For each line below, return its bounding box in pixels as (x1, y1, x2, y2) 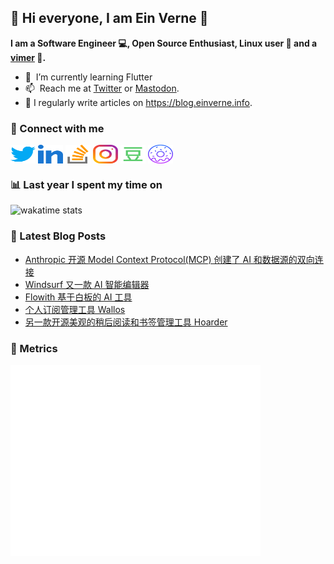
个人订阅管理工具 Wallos (24, 303, 126, 315)
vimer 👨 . (10, 51, 47, 63)
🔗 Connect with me (10, 121, 105, 135)
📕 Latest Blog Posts (10, 229, 107, 243)
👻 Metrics (10, 341, 58, 355)
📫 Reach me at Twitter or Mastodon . (24, 82, 180, 94)
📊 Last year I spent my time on (10, 178, 163, 192)
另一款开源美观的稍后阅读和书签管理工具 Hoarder (24, 316, 228, 328)
